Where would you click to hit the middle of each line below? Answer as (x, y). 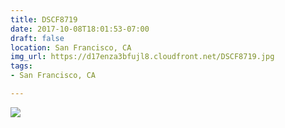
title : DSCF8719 (44, 19)
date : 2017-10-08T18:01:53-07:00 (80, 29)
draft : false (37, 38)
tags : (21, 66)
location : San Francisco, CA (71, 47)
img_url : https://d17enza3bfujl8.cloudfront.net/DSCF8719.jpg (142, 57)
